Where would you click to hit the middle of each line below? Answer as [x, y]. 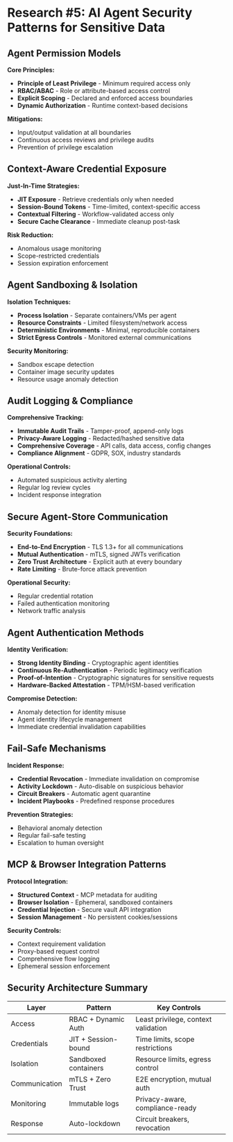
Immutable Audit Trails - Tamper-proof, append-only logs [100, 431]
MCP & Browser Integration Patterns [87, 864]
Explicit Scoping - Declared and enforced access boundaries [105, 98]
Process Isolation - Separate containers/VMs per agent [97, 315]
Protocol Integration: [37, 881]
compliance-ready [166, 1108]
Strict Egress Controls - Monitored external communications [104, 337]
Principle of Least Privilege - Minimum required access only [104, 83]
